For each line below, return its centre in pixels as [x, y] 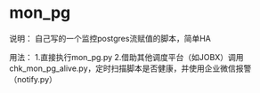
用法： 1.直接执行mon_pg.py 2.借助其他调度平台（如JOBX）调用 [126, 57]
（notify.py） [33, 79]
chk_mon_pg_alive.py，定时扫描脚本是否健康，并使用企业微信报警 [130, 68]
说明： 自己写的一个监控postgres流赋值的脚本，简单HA [110, 38]
